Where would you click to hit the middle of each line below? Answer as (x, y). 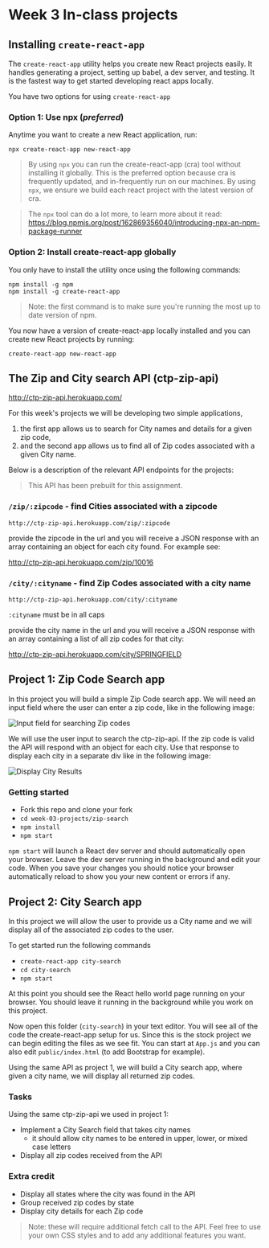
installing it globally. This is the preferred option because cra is (132, 173)
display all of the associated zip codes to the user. (91, 930)
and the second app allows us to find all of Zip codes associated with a (137, 446)
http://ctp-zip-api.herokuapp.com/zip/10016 (81, 562)
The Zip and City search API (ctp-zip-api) (114, 378)
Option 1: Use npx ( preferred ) (66, 117)
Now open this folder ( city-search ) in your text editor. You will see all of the (133, 1026)
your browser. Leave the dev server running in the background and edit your (134, 860)
